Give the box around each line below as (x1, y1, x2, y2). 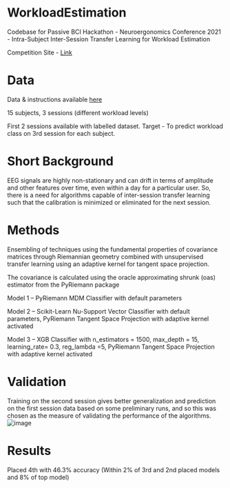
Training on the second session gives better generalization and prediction (7, 396, 216, 405)
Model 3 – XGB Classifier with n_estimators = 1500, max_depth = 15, (7, 335, 200, 343)
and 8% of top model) (7, 473, 70, 481)
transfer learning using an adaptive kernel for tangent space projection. (7, 260, 210, 268)
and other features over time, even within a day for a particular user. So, (7, 183, 211, 192)
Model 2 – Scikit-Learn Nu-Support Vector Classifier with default (7, 307, 191, 315)
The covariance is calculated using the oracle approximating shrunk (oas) (7, 273, 216, 281)
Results (7, 443, 52, 458)
